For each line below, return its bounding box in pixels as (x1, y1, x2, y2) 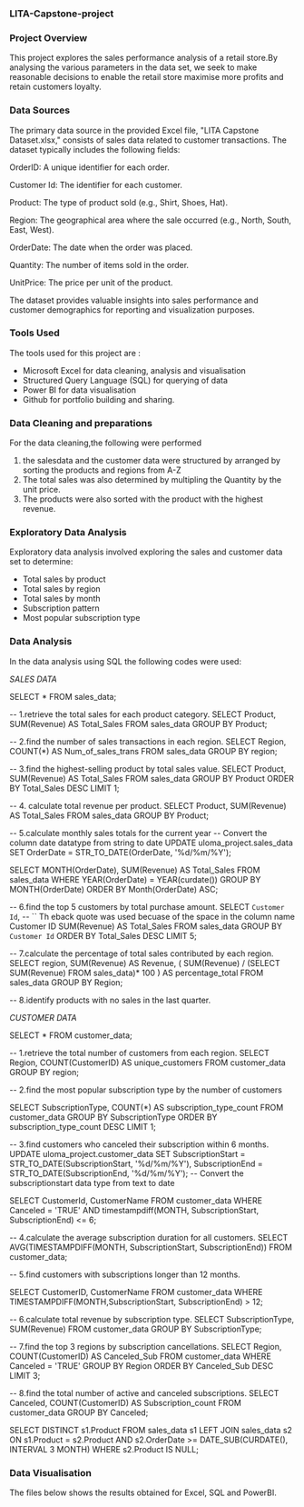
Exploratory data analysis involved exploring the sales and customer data (9, 546, 283, 557)
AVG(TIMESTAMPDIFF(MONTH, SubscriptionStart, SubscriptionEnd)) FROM (9, 1242, 293, 1253)
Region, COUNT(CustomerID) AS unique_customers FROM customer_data (9, 1057, 286, 1068)
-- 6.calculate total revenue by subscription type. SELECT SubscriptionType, (9, 1313, 295, 1324)
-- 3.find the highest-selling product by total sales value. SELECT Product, (9, 763, 287, 774)
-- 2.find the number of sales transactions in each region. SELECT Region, (9, 735, 287, 747)
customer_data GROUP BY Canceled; (9, 1407, 149, 1418)
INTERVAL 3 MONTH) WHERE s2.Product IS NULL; (9, 1443, 200, 1454)
